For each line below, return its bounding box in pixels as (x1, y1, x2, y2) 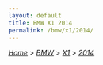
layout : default (8, 11, 62, 20)
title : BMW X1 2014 (8, 19, 73, 27)
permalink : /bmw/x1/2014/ (8, 26, 93, 34)
